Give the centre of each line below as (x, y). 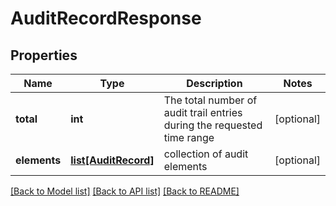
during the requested (213, 125)
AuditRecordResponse (106, 18)
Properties (44, 55)
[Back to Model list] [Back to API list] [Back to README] (125, 191)
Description (214, 83)
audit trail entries (203, 112)
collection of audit (206, 154)
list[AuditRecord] (112, 160)
